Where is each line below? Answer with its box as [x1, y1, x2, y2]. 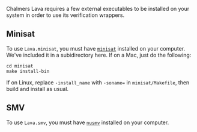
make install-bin [6, 68, 50, 74]
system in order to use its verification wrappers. [6, 11, 125, 19]
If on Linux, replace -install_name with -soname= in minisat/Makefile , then [6, 78, 190, 86]
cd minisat [6, 63, 34, 69]
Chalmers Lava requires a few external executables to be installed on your [6, 5, 190, 12]
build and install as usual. [6, 85, 69, 92]
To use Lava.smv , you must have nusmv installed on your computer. [6, 119, 169, 126]
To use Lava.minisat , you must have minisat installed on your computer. [6, 45, 185, 52]
